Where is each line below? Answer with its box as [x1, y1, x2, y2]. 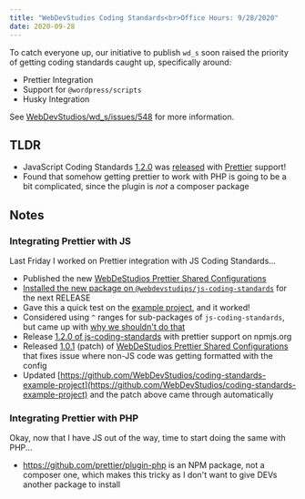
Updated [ [22, 370, 61, 381]
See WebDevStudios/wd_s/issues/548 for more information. [9, 111, 235, 122]
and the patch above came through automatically [89, 389, 274, 400]
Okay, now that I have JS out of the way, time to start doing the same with [9, 433, 286, 443]
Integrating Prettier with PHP [9, 412, 139, 424]
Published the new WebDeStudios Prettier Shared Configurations [22, 273, 267, 283]
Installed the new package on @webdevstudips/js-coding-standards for [22, 283, 287, 293]
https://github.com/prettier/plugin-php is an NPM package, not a [22, 460, 266, 471]
